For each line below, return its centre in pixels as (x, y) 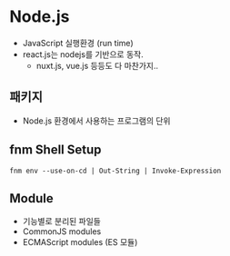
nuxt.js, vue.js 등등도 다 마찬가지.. (97, 65)
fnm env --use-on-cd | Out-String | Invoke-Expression (115, 171)
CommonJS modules (62, 231)
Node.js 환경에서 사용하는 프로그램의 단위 (96, 121)
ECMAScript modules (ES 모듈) (80, 242)
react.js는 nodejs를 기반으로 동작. (83, 54)
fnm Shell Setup (55, 150)
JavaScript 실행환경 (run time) (78, 43)
